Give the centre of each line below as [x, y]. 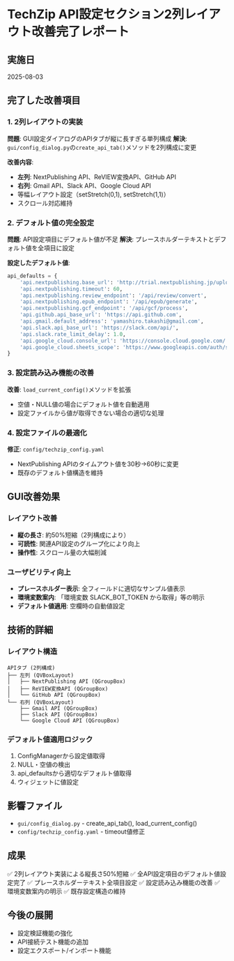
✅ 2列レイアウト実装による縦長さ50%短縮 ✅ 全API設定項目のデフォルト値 [114, 874]
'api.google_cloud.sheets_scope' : [70, 347]
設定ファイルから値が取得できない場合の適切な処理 [91, 413]
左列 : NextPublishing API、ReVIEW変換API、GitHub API [96, 177]
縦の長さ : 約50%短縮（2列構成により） [73, 535]
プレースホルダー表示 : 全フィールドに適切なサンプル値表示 [101, 588]
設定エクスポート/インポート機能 [64, 951]
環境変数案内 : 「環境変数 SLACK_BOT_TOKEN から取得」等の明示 [111, 597]
